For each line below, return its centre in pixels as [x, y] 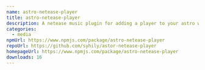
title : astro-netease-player [43, 18]
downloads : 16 [24, 57]
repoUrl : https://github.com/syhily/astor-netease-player [81, 46]
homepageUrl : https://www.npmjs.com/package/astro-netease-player [92, 52]
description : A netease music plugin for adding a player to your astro [101, 23]
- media [22, 35]
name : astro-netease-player [42, 12]
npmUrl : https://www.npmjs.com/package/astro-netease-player [86, 40]
